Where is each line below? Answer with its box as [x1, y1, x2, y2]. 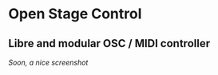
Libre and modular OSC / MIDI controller [8, 37, 210, 50]
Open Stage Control [8, 5, 142, 23]
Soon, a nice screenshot [8, 57, 89, 67]
